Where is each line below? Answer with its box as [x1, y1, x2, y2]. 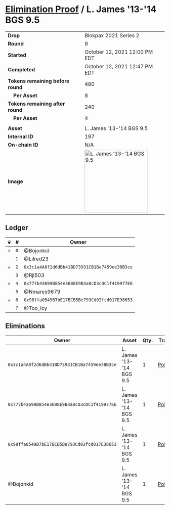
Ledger [5, 223, 28, 232]
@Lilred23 [23, 255, 49, 262]
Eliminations [5, 322, 46, 331]
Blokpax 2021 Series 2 [84, 32, 140, 39]
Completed [8, 66, 35, 73]
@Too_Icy [23, 304, 48, 311]
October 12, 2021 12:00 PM [84, 48, 153, 55]
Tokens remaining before [8, 77, 70, 84]
